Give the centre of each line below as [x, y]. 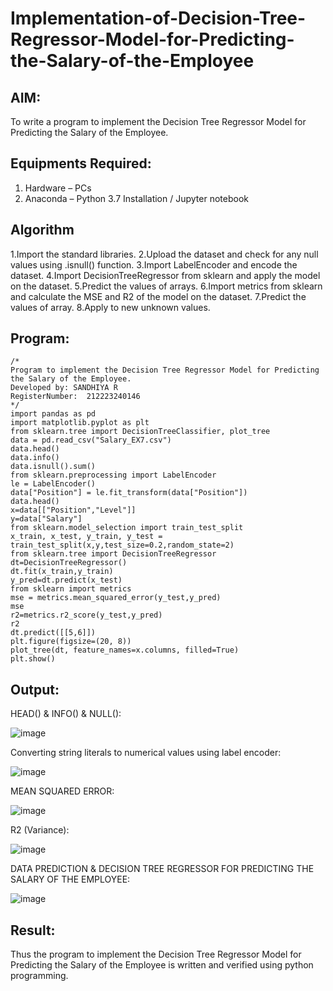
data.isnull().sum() [53, 467]
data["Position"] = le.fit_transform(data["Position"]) [129, 493]
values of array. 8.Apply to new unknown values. [110, 307]
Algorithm [42, 230]
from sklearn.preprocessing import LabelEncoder [113, 475]
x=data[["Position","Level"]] [73, 510]
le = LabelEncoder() [53, 484]
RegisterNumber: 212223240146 [75, 397]
